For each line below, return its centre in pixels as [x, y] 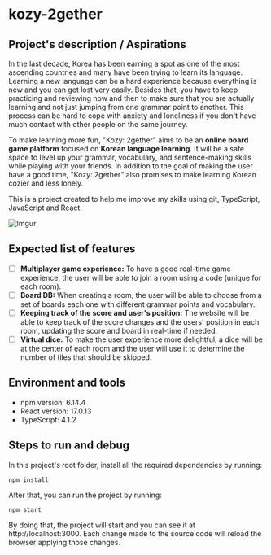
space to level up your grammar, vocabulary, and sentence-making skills [130, 157]
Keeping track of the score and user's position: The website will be [135, 312]
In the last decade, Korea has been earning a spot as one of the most [124, 63]
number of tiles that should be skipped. [86, 357]
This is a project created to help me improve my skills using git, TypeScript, [134, 199]
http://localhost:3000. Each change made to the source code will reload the [135, 533]
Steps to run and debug [69, 446]
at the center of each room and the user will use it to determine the [132, 349]
